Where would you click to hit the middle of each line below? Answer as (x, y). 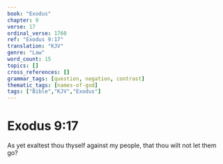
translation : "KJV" (36, 46)
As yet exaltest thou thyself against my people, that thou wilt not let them (112, 146)
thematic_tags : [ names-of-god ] (53, 85)
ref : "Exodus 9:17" (36, 40)
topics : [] (23, 66)
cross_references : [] (39, 72)
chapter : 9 (23, 20)
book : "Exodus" (29, 14)
